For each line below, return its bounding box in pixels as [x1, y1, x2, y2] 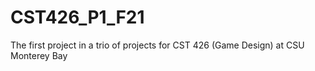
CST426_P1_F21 [10, 6, 145, 29]
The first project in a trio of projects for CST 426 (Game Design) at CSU [10, 39, 305, 51]
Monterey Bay [10, 49, 68, 61]
